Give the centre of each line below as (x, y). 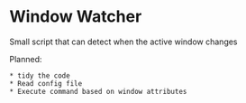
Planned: (26, 59)
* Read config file (46, 83)
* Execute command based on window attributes (98, 91)
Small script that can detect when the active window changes (123, 42)
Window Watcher (76, 17)
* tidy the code (40, 75)
